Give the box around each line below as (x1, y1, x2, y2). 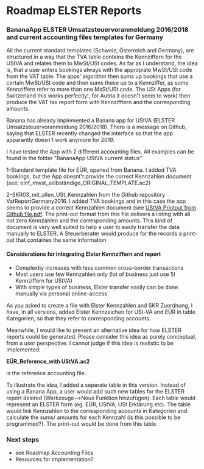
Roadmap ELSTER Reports (6, 4, 142, 18)
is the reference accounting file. (6, 369, 86, 376)
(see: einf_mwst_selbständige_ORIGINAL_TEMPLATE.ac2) (6, 179, 151, 186)
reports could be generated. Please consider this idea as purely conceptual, (6, 333, 197, 340)
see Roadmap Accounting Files (15, 449, 93, 456)
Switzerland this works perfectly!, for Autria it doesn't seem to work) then (6, 92, 191, 99)
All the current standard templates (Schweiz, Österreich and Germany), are (6, 47, 194, 54)
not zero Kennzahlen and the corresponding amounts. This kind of (6, 217, 172, 224)
